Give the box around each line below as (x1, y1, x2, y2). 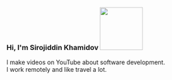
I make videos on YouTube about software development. (6, 58, 166, 66)
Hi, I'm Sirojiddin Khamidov (6, 42, 99, 52)
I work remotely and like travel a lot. (6, 66, 107, 74)
